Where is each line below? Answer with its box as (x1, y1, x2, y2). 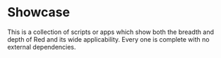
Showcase (7, 4, 71, 21)
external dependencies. (7, 42, 76, 51)
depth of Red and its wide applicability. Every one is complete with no (7, 35, 210, 43)
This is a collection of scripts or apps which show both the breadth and (7, 28, 214, 36)
